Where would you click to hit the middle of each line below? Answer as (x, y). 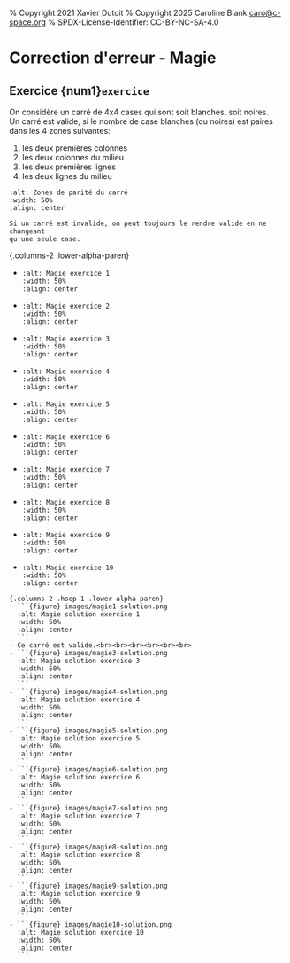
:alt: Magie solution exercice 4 (79, 700)
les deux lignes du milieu (67, 176)
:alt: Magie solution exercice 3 (79, 661)
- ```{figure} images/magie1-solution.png (88, 607)
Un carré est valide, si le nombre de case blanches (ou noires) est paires (141, 121)
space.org (28, 22)
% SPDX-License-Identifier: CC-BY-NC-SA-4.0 (134, 22)
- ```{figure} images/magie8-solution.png (88, 847)
